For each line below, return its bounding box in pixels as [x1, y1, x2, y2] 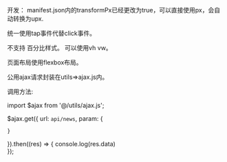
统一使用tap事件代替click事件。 [7, 30, 96, 37]
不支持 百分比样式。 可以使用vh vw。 [7, 44, 112, 51]
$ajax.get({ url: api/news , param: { [7, 115, 103, 122]
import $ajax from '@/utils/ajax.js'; [7, 102, 105, 109]
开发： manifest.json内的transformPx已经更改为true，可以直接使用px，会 [7, 6, 215, 14]
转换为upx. [12, 14, 44, 23]
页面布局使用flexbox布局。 [7, 58, 83, 67]
